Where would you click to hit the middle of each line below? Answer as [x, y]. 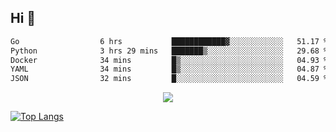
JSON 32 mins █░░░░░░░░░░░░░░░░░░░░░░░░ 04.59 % [169, 79]
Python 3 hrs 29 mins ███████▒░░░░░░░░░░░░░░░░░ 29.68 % [169, 51]
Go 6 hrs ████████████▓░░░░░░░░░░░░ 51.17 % [169, 41]
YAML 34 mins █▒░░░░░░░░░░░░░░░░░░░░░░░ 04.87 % [169, 69]
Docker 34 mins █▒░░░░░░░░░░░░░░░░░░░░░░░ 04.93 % [169, 60]
